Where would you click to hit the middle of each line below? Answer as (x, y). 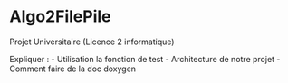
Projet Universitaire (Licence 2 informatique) (92, 41)
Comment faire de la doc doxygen (73, 69)
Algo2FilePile (60, 17)
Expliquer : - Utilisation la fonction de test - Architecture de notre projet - (145, 59)
